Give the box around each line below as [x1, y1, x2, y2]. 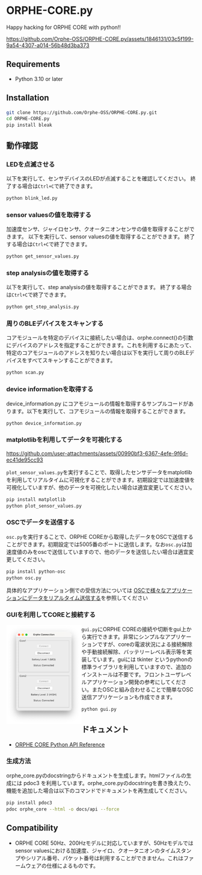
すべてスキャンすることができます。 [26, 357, 116, 364]
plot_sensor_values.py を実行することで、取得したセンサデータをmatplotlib [6, 468, 192, 476]
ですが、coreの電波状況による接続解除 [97, 640, 192, 647]
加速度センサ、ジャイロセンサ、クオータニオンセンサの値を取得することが [6, 226, 189, 233]
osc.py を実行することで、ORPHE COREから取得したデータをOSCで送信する [6, 533, 194, 540]
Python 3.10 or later [14, 75, 63, 82]
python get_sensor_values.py [6, 253, 79, 259]
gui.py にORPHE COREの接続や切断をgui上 [81, 625, 186, 632]
